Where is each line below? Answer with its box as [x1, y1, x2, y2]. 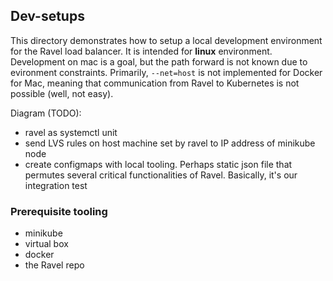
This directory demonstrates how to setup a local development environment [10, 34, 323, 46]
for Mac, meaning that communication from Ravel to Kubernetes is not [10, 77, 300, 89]
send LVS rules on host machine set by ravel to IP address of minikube [24, 137, 316, 149]
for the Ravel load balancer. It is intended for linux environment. [10, 45, 273, 57]
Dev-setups [10, 8, 85, 25]
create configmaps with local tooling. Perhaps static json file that [24, 158, 293, 170]
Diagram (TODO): [10, 107, 82, 119]
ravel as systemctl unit [24, 126, 118, 138]
